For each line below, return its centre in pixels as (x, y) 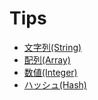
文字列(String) (52, 47)
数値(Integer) (50, 72)
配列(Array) (47, 59)
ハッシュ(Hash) (55, 84)
